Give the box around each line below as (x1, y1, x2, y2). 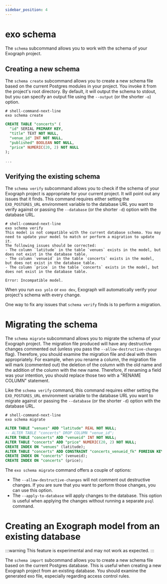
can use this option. (12, 488, 53, 494)
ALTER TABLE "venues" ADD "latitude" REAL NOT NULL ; (5, 426, 117, 431)
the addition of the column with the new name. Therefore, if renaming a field (5, 367, 162, 373)
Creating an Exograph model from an (5, 520, 160, 532)
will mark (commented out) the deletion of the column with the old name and (5, 362, 162, 368)
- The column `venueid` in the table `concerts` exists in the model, (5, 256, 155, 261)
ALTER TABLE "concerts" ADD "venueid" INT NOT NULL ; (5, 435, 117, 440)
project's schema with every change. (5, 292, 81, 298)
